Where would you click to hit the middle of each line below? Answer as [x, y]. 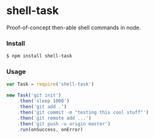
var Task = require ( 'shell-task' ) [50, 84]
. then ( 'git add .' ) [42, 107]
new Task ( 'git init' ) [34, 95]
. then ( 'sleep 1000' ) [43, 101]
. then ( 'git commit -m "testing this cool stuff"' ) [83, 112]
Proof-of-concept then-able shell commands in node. [74, 27]
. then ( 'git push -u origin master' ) [64, 124]
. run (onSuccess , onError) [50, 129]
